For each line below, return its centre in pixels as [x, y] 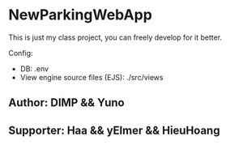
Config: [21, 53]
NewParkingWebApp [80, 15]
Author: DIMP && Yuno [66, 103]
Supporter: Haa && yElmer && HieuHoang [114, 130]
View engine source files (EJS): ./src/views [92, 77]
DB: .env [34, 68]
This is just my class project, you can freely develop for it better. [115, 37]
